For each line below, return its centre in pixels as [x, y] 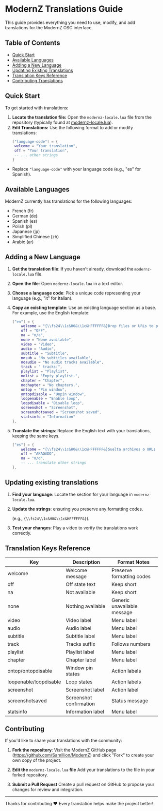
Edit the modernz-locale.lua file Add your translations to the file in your [83, 770]
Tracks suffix [81, 644]
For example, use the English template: [51, 312]
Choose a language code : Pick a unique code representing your [76, 293]
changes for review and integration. [48, 790]
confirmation [80, 704]
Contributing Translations [37, 80]
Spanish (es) [25, 221]
